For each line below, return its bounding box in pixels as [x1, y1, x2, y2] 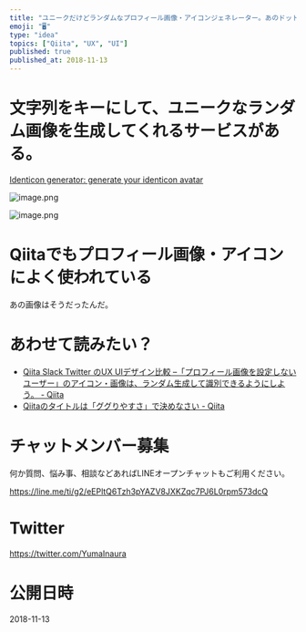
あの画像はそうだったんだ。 [9, 298, 114, 310]
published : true [9, 47, 71, 57]
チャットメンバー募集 [9, 436, 169, 456]
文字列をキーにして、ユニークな [9, 98, 248, 119]
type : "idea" [9, 30, 59, 39]
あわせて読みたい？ [9, 335, 154, 356]
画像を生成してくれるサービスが [25, 120, 264, 141]
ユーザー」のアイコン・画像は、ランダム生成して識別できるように [22, 378, 270, 389]
